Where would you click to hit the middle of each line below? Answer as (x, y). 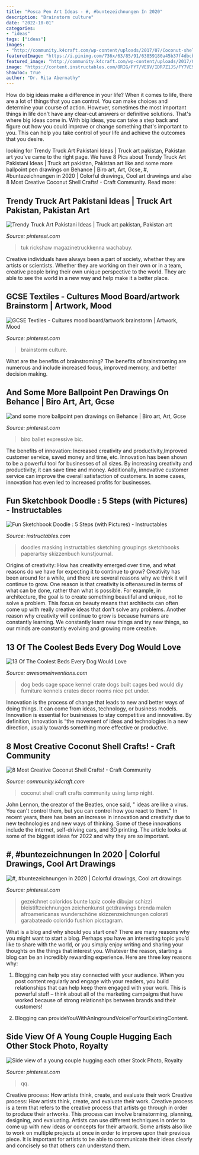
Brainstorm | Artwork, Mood (59, 306)
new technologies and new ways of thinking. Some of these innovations (94, 823)
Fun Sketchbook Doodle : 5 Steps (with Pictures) (97, 501)
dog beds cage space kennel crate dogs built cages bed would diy (102, 685)
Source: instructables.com (38, 536)
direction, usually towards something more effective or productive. (87, 728)
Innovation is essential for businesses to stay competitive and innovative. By (99, 715)
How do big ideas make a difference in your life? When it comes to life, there (99, 95)
